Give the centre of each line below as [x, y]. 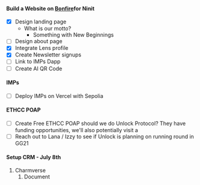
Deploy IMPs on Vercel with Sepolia [59, 96]
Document [37, 177]
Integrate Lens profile [42, 48]
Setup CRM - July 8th [34, 157]
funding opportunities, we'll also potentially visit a [77, 130]
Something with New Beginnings [73, 35]
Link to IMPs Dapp [38, 62]
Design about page [39, 41]
